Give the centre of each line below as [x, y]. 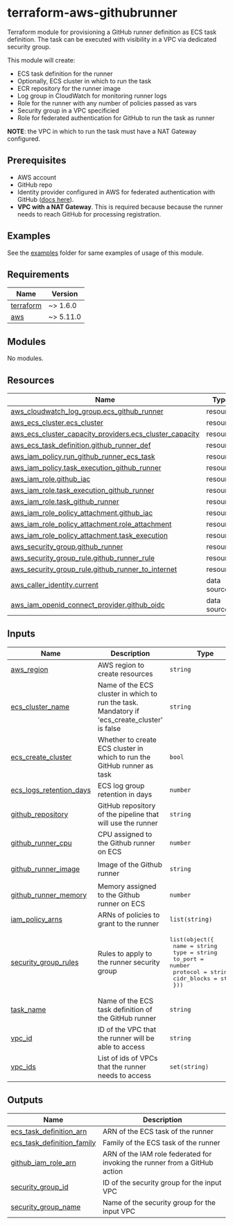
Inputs [21, 634]
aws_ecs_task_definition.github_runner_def [81, 445]
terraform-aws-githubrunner [93, 13]
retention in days [125, 794]
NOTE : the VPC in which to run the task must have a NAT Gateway [102, 131]
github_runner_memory [49, 895]
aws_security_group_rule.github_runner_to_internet [94, 569]
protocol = [190, 972]
